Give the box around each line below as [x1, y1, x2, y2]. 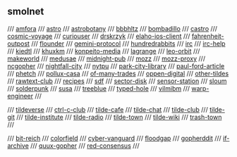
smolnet [7, 6, 44, 18]
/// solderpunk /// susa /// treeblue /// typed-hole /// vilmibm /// [7, 84, 190, 92]
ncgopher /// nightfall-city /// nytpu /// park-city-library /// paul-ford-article [7, 61, 225, 70]
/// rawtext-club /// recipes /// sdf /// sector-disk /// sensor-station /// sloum [7, 77, 227, 85]
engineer [7, 92, 34, 100]
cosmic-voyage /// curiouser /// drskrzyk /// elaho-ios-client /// [7, 32, 190, 40]
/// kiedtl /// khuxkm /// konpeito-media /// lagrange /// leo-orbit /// [7, 46, 200, 55]
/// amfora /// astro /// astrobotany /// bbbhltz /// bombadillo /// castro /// [7, 24, 217, 32]
